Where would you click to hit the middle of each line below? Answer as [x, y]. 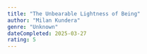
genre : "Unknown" [33, 27]
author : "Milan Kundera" [44, 20]
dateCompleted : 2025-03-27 [47, 33]
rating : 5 [22, 40]
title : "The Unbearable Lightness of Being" [74, 14]
